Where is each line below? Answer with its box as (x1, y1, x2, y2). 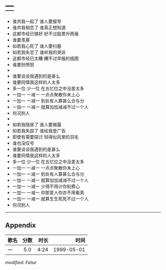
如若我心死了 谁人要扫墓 (12, 43, 62, 49)
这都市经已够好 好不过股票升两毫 (12, 31, 79, 37)
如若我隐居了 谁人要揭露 (12, 121, 62, 128)
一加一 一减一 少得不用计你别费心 (12, 183, 80, 189)
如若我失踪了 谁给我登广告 (12, 128, 66, 134)
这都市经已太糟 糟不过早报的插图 (12, 55, 79, 61)
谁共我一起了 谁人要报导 (12, 18, 62, 24)
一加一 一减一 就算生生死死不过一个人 (12, 195, 89, 202)
